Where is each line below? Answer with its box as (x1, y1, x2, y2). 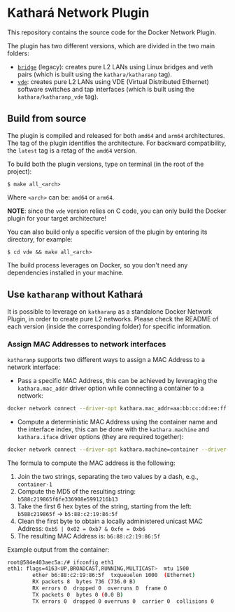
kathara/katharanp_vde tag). (17, 92, 99, 101)
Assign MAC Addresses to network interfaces (7, 340, 166, 349)
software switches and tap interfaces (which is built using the (17, 85, 195, 93)
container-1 (17, 481, 52, 488)
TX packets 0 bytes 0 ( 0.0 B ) (32, 591, 124, 598)
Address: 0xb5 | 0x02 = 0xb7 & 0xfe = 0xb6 (17, 524, 145, 533)
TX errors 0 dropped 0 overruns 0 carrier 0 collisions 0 (32, 597, 215, 605)
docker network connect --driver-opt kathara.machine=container (7, 446, 199, 453)
